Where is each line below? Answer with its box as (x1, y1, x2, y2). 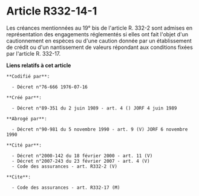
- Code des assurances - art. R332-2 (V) (11, 163, 118, 169)
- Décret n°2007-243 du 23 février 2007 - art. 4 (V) (11, 158, 150, 164)
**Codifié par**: (6, 73, 50, 79)
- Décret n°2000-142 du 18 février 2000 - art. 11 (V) (11, 152, 153, 158)
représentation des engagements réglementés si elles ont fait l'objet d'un (6, 30, 189, 38)
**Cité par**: (6, 142, 42, 148)
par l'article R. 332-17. (6, 50, 61, 57)
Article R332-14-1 (6, 4, 97, 18)
